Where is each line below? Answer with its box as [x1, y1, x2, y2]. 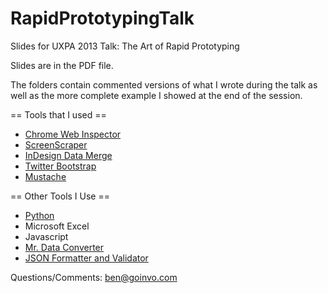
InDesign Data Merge [24, 149, 113, 161]
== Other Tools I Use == [10, 190, 110, 202]
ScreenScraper [24, 138, 88, 151]
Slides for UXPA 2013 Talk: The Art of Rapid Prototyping [10, 40, 240, 52]
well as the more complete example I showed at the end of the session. [10, 89, 303, 101]
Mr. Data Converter [24, 241, 105, 253]
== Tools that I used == [10, 108, 107, 121]
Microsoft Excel [24, 220, 90, 232]
